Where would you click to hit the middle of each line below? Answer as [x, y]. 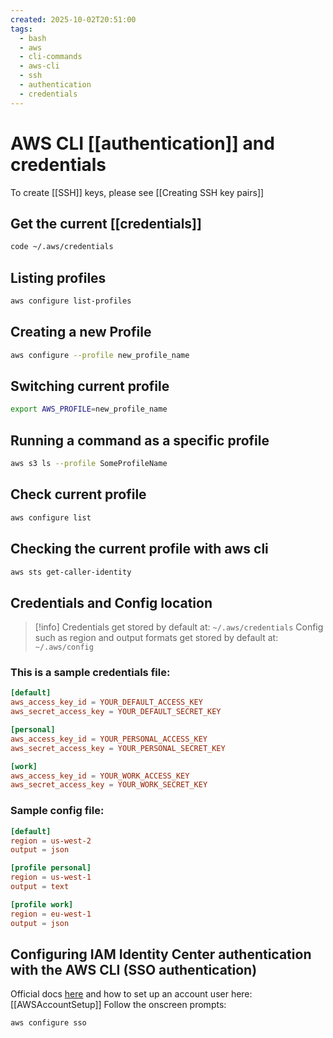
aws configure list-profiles [71, 301]
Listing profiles [58, 277]
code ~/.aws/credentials [62, 247]
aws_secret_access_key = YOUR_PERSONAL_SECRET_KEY [118, 748]
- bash [33, 38]
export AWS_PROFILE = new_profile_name [89, 409]
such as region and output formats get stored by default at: [156, 638]
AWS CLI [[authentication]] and [142, 143]
